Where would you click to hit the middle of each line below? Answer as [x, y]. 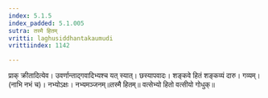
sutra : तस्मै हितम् [33, 31]
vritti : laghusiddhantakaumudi [61, 38]
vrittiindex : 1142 [39, 46]
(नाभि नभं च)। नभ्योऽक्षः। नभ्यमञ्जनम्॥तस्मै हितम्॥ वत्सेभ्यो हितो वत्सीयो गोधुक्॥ [112, 84]
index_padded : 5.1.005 [46, 23]
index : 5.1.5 [30, 16]
